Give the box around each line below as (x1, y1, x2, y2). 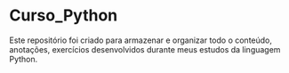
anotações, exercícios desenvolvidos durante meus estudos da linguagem (9, 44, 281, 54)
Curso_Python (9, 5, 118, 26)
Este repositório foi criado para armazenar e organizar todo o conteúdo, (9, 35, 273, 45)
